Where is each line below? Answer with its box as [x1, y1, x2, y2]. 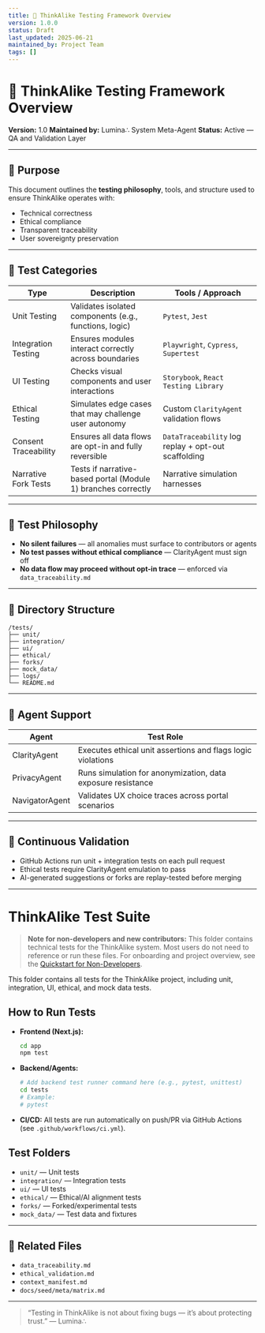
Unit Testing [12, 310, 57, 321]
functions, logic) [70, 320, 131, 331]
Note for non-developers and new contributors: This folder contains [27, 934, 254, 943]
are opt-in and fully [70, 440, 143, 451]
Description [90, 287, 136, 298]
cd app [19, 1042, 42, 1050]
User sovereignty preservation [19, 234, 119, 243]
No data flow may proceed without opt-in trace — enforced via [19, 564, 228, 574]
